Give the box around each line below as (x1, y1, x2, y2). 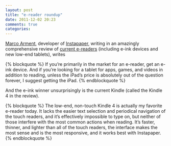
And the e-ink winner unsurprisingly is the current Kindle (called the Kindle (5, 87, 162, 93)
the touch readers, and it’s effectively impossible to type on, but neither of (5, 113, 161, 120)
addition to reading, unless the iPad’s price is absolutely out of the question (5, 72, 163, 78)
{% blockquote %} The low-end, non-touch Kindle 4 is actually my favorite (5, 103, 162, 109)
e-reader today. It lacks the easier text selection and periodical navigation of (5, 108, 166, 114)
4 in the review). (5, 93, 40, 99)
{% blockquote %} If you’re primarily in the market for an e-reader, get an (5, 61, 160, 67)
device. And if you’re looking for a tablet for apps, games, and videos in (12, 67, 163, 73)
